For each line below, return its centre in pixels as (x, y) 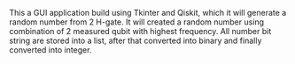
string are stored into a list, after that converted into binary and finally (136, 40)
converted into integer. (50, 50)
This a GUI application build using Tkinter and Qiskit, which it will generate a (148, 13)
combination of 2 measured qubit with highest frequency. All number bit (140, 31)
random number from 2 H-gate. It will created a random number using (136, 22)
